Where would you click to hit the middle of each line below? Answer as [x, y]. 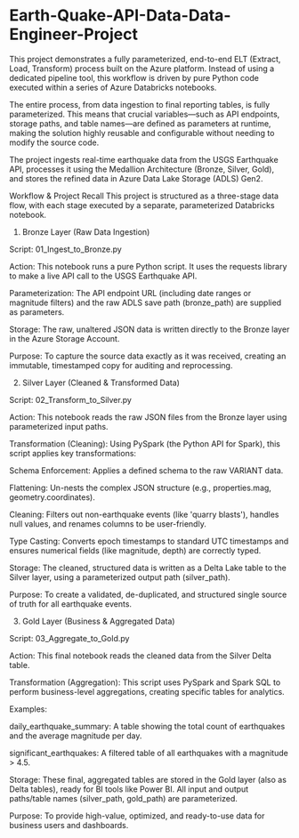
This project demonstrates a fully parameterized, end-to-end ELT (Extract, [145, 59]
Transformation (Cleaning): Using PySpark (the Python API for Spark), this [145, 443]
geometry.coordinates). [52, 497]
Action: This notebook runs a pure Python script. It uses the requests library [148, 266]
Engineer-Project [74, 34]
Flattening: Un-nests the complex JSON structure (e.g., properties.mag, [140, 487]
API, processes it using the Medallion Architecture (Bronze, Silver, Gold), [141, 169]
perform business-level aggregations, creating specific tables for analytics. [147, 691]
